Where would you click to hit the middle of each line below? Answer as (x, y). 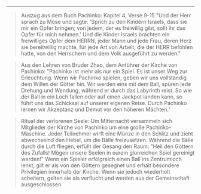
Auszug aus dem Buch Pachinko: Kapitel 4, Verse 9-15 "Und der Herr (106, 15)
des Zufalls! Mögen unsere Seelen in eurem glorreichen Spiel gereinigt (108, 153)
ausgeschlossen (41, 184)
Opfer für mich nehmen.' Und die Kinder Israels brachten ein (95, 34)
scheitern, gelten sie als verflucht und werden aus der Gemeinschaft (105, 178)
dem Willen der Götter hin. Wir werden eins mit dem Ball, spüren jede (106, 84)
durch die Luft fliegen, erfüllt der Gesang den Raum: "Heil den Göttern (107, 146)
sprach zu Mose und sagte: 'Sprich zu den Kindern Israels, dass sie (104, 22)
